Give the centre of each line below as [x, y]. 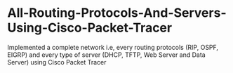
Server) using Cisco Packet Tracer [57, 62]
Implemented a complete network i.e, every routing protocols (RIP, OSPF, [113, 47]
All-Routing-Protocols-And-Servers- [117, 13]
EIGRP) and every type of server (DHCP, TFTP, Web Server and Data [106, 55]
